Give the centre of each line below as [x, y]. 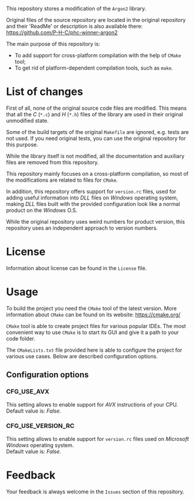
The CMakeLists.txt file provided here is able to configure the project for [94, 350]
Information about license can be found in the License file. [77, 268]
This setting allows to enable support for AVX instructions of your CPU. [92, 404]
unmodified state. [27, 120]
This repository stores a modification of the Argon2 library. [76, 9]
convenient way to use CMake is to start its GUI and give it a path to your [92, 332]
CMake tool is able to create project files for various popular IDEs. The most [96, 326]
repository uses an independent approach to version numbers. [82, 228]
